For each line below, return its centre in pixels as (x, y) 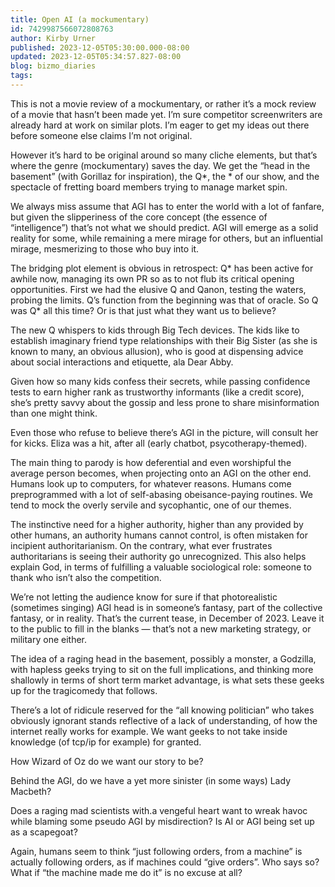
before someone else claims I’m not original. (101, 135)
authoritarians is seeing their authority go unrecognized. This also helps (158, 556)
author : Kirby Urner (53, 38)
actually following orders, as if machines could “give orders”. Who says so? (165, 862)
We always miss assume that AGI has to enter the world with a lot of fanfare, (167, 206)
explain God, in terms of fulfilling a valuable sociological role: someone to (161, 567)
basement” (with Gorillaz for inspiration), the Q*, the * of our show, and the (165, 176)
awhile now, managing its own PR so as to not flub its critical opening (152, 278)
